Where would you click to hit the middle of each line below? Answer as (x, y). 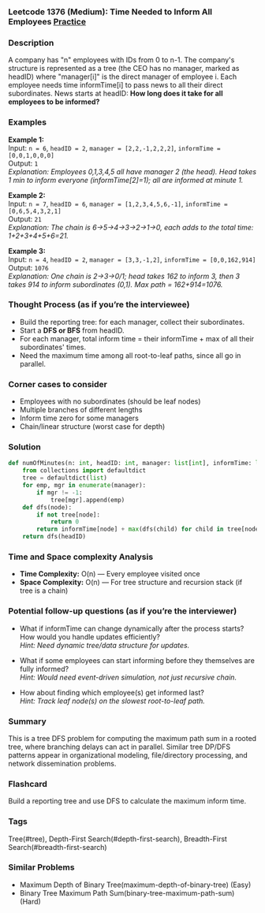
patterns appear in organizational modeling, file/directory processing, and (128, 755)
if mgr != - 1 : (60, 492)
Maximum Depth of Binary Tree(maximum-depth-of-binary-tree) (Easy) (135, 885)
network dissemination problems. (62, 763)
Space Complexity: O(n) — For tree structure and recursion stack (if (131, 583)
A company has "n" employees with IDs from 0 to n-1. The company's (121, 60)
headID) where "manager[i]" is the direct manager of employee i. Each (123, 76)
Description (31, 43)
